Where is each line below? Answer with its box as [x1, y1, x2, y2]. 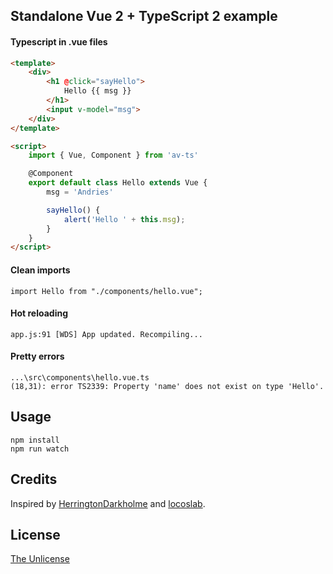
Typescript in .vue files [10, 35, 108, 48]
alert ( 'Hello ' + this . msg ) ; [63, 214, 186, 224]
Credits [10, 471, 58, 488]
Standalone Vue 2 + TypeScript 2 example [10, 8, 278, 25]
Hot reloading [10, 307, 69, 319]
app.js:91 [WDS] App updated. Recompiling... [10, 329, 203, 339]
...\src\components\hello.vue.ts [10, 372, 150, 383]
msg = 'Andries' [46, 187, 114, 198]
